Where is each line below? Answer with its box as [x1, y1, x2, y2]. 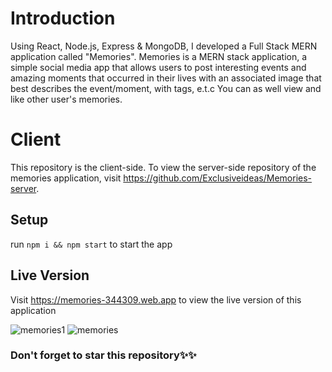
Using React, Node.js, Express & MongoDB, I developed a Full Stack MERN [10, 40, 318, 52]
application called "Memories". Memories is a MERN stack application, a [10, 50, 308, 62]
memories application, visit [10, 172, 122, 184]
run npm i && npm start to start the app [10, 238, 173, 250]
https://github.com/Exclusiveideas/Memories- [123, 172, 313, 184]
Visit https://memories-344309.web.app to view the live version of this [10, 293, 302, 306]
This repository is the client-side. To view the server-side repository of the [10, 161, 317, 173]
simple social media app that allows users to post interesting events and [10, 61, 307, 73]
